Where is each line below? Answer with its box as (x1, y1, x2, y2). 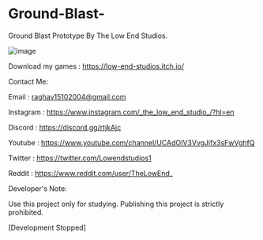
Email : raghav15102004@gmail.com (8, 92, 126, 101)
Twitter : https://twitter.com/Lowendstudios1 (8, 153, 152, 163)
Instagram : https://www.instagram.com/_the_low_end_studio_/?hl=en (8, 107, 235, 117)
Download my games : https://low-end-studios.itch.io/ (8, 61, 184, 71)
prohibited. (8, 207, 43, 217)
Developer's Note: (8, 183, 67, 193)
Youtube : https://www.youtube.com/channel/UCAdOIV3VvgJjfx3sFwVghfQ (8, 137, 255, 147)
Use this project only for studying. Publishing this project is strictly (8, 199, 224, 208)
